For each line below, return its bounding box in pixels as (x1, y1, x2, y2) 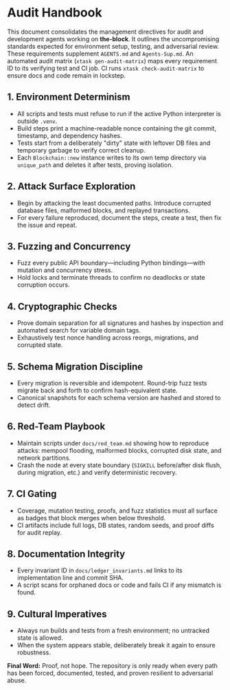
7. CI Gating (7, 488, 57, 500)
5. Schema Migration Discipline (7, 361, 143, 372)
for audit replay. (16, 528, 62, 537)
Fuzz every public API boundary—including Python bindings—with (16, 259, 205, 267)
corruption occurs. (16, 280, 70, 289)
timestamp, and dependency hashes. (16, 131, 122, 140)
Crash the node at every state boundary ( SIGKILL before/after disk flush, (16, 460, 222, 469)
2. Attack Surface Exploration (7, 181, 136, 192)
